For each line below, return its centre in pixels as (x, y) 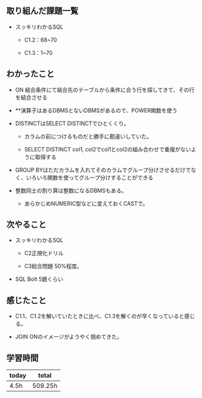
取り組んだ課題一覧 (42, 11)
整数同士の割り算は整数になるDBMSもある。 (71, 190)
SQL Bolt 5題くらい (39, 279)
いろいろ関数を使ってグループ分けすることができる (89, 177)
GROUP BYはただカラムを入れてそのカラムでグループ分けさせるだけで (103, 170)
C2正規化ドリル (44, 253)
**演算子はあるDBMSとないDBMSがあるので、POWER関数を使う (96, 110)
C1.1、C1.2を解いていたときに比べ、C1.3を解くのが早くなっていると (99, 316)
